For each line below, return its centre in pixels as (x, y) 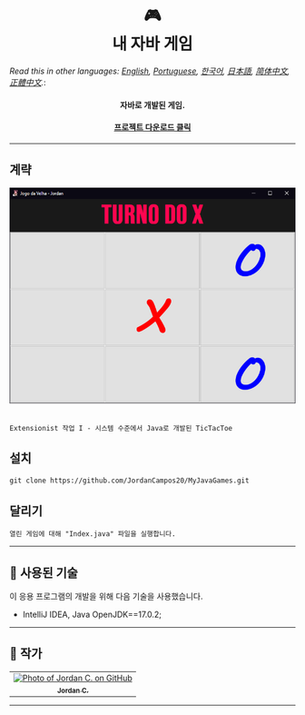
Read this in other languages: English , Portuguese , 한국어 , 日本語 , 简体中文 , (150, 71)
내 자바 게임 (152, 44)
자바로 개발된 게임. (152, 104)
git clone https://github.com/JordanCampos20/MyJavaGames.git (129, 481)
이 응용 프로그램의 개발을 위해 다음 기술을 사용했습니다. (106, 596)
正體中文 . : (28, 82)
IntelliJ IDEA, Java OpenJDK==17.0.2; (92, 614)
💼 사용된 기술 (44, 573)
